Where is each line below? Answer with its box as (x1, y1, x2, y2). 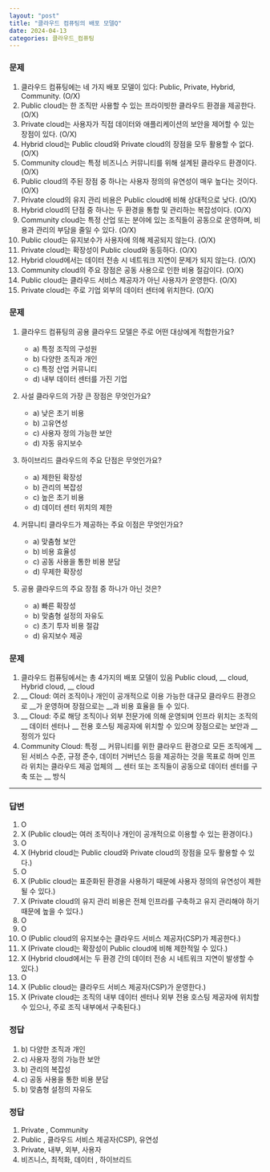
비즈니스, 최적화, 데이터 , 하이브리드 (20, 1155, 132, 1165)
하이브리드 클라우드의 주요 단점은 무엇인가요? (20, 455, 163, 465)
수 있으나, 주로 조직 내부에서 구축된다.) (20, 1003, 141, 1012)
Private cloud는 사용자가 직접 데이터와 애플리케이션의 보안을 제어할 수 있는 (20, 119, 255, 128)
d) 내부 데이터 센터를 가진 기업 (32, 374, 127, 384)
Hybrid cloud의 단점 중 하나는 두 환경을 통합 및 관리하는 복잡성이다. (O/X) (20, 205, 252, 214)
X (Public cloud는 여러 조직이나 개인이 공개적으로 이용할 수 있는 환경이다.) (20, 829, 253, 839)
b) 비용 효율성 (32, 547, 77, 556)
